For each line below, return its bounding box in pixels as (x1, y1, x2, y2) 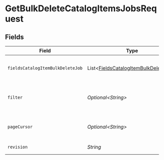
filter (7, 95, 23, 100)
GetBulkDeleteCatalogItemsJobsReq (5, 3, 157, 14)
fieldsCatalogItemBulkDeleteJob (7, 66, 83, 71)
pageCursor (7, 124, 33, 130)
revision (7, 144, 28, 150)
